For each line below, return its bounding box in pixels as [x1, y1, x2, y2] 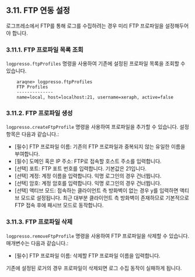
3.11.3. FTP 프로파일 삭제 [6, 218, 73, 226]
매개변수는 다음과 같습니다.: [6, 240, 69, 247]
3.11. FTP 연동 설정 [6, 5, 70, 16]
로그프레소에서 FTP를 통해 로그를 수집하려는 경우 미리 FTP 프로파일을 [6, 22, 164, 29]
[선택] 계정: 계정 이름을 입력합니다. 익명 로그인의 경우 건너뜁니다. [14, 172, 162, 180]
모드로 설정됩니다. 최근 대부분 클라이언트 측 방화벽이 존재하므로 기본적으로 [20, 194, 190, 201]
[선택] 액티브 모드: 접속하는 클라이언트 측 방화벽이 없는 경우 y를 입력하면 [14, 187, 179, 194]
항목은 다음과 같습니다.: [6, 131, 60, 138]
